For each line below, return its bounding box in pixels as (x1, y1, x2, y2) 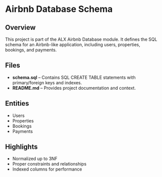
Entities (5, 99, 29, 108)
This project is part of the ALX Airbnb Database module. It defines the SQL (5, 36, 158, 42)
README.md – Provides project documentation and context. (12, 85, 136, 91)
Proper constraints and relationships (12, 161, 87, 167)
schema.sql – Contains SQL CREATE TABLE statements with (12, 74, 136, 80)
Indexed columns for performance (12, 166, 82, 172)
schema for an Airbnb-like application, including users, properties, (5, 42, 140, 48)
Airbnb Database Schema (5, 3, 113, 15)
